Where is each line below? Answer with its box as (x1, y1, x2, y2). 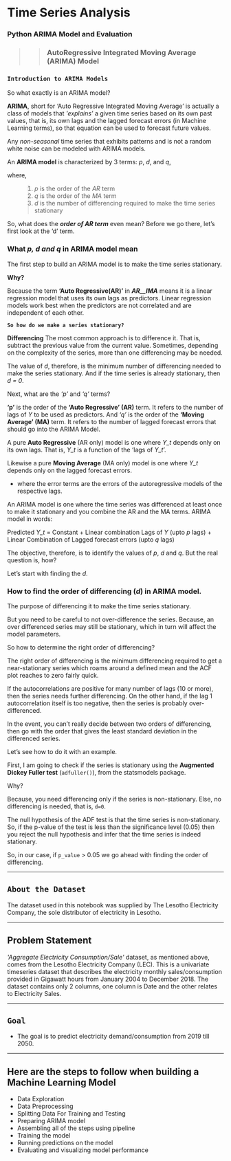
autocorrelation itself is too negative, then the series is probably (7, 699, 188, 707)
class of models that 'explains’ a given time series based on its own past (7, 109, 212, 118)
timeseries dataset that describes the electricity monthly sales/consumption (7, 967, 222, 975)
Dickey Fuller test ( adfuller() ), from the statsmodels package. (7, 768, 186, 776)
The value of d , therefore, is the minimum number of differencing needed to (7, 362, 221, 370)
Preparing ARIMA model (16, 1117, 86, 1125)
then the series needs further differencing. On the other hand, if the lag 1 (7, 692, 213, 700)
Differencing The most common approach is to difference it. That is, (7, 333, 201, 342)
